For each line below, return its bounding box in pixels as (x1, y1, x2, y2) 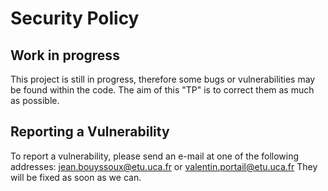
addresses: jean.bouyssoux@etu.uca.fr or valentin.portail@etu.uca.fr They (10, 160, 318, 172)
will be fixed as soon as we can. (10, 171, 142, 183)
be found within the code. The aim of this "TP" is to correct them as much (10, 84, 315, 96)
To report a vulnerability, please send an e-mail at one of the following (10, 150, 300, 162)
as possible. (10, 95, 60, 106)
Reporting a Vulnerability (10, 123, 170, 141)
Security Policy (10, 7, 140, 30)
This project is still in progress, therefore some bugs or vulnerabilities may (10, 73, 316, 85)
